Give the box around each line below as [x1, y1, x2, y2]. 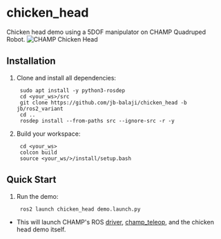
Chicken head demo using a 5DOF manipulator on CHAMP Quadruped [6, 28, 206, 36]
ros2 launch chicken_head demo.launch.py [19, 206, 141, 213]
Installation [6, 55, 56, 67]
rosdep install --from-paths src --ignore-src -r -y [19, 117, 175, 124]
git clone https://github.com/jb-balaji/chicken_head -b [19, 99, 187, 106]
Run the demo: [16, 192, 59, 200]
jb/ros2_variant [16, 105, 64, 112]
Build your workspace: [16, 130, 81, 138]
